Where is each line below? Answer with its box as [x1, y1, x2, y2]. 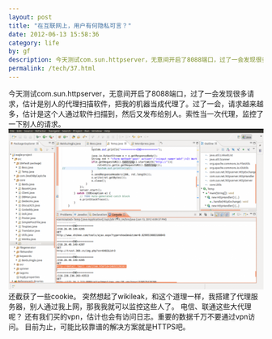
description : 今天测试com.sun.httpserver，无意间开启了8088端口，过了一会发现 [8, 56, 257, 64]
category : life [8, 39, 60, 47]
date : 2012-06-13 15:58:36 [8, 30, 100, 38]
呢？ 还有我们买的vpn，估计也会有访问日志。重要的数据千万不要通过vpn [8, 311, 249, 321]
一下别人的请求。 [8, 118, 66, 129]
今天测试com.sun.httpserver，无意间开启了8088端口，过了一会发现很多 [8, 88, 248, 98]
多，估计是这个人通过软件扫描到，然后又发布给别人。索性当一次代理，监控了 [8, 109, 264, 118]
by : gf [8, 47, 31, 56]
